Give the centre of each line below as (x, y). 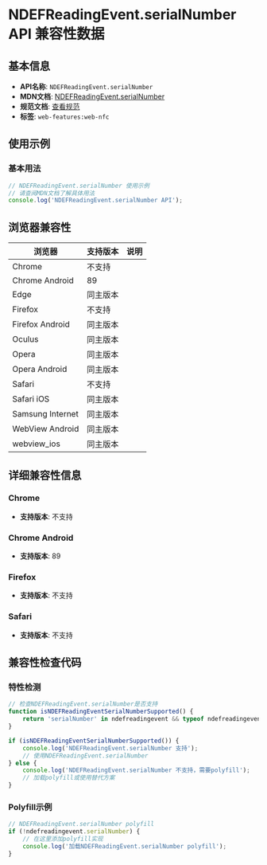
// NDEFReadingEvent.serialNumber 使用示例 (79, 186)
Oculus (25, 339)
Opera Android (40, 370)
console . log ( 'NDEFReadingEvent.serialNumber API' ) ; (95, 201)
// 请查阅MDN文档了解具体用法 (52, 193)
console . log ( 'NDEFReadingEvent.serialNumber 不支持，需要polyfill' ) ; (136, 770)
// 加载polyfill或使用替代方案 (69, 778)
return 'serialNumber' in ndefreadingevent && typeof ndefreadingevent (143, 719)
